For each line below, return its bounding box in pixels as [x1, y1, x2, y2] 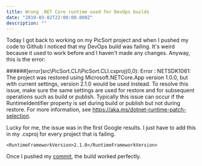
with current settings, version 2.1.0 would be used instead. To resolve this [6, 80, 189, 88]
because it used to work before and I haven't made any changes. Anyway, [6, 49, 191, 57]
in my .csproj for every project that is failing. [6, 130, 116, 138]
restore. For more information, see [6, 106, 92, 113]
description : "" [6, 20, 47, 26]
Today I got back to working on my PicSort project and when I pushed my [6, 37, 189, 44]
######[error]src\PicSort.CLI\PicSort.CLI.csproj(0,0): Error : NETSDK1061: [6, 68, 191, 75]
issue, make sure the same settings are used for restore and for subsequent [6, 87, 195, 94]
